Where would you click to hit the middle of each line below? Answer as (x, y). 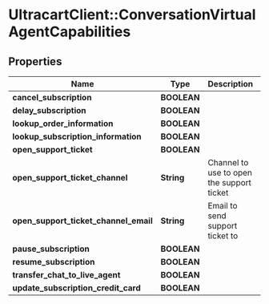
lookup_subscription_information (77, 136)
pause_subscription (51, 249)
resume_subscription (54, 262)
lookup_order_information (63, 124)
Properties (35, 61)
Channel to (228, 162)
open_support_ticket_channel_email (83, 221)
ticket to (223, 236)
